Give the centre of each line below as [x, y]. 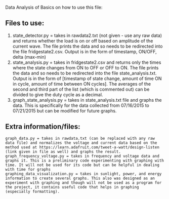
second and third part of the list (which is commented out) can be [81, 89]
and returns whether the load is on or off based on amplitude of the [83, 41]
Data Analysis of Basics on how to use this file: [54, 7]
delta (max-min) [29, 57]
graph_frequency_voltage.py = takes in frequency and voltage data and [82, 156]
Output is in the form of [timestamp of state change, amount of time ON [87, 78]
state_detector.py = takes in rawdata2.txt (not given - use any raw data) [87, 35]
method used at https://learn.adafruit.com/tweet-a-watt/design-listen [82, 147]
